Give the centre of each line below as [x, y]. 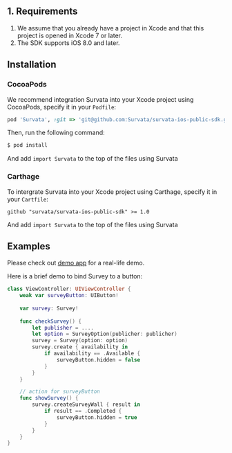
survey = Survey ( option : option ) [80, 341]
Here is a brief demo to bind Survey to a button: [75, 276]
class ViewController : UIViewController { [69, 289]
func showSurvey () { [49, 398]
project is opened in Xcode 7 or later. [70, 35]
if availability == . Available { [92, 354]
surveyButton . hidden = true [97, 417]
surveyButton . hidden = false [98, 359]
